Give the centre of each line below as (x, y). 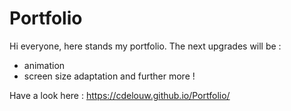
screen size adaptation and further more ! (109, 76)
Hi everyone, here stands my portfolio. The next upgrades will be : (145, 46)
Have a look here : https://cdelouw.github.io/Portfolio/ (120, 95)
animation (44, 65)
